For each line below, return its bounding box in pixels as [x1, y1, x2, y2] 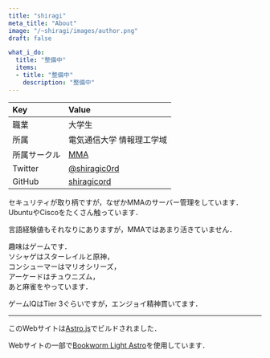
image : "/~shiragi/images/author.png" [8, 26, 138, 35]
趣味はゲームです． [8, 242, 72, 251]
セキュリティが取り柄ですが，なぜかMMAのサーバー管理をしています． [8, 197, 243, 207]
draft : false [8, 34, 52, 43]
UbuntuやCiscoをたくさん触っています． [8, 207, 143, 217]
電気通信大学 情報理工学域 [67, 134, 167, 145]
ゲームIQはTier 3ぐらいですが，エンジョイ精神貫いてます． [8, 299, 202, 308]
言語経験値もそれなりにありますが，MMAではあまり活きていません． [8, 224, 237, 234]
